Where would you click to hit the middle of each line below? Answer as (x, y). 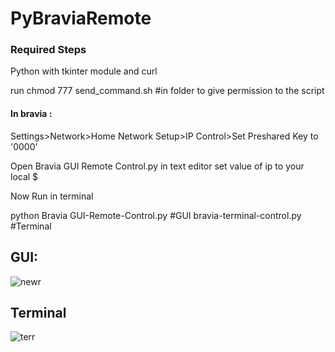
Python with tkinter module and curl (84, 71)
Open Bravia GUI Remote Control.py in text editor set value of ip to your (157, 166)
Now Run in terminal (52, 196)
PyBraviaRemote (81, 18)
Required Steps (48, 50)
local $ (24, 176)
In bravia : (31, 114)
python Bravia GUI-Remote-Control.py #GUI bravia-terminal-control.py (156, 215)
